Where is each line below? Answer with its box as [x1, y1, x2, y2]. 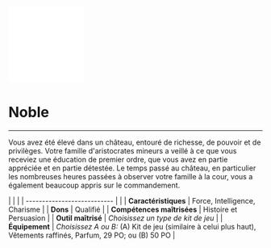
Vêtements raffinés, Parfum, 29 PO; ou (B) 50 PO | [8, 230, 176, 240]
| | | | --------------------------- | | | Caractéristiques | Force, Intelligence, [8, 195, 256, 205]
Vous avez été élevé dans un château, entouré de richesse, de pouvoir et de [8, 137, 261, 147]
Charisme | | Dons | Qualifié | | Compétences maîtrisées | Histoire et [8, 204, 238, 214]
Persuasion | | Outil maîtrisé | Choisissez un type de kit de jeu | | [8, 212, 223, 223]
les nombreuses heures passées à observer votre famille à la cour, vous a [8, 171, 253, 181]
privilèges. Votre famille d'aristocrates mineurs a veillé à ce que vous [8, 145, 237, 155]
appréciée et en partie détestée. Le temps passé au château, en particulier [8, 163, 256, 173]
